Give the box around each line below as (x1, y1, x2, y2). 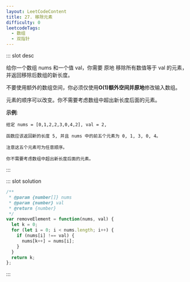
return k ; (11, 254, 35, 260)
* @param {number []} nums (8, 194, 72, 200)
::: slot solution (6, 177, 42, 184)
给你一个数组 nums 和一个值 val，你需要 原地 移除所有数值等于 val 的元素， (6, 64, 188, 71)
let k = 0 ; (11, 221, 38, 228)
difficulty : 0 (6, 19, 41, 25)
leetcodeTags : (6, 25, 41, 31)
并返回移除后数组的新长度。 (6, 72, 73, 78)
